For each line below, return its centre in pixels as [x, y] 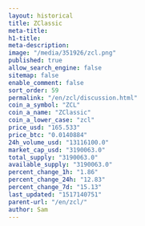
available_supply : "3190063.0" [60, 165]
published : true [35, 61]
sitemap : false [34, 75]
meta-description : [39, 46]
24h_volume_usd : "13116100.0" [59, 142]
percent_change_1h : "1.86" [53, 172]
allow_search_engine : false [55, 68]
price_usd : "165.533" [44, 127]
